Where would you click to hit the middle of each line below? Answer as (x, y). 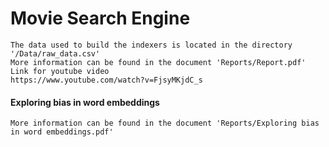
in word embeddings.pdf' (62, 132)
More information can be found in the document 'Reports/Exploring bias (165, 123)
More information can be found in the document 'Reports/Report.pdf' (158, 62)
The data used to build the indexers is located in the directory (151, 45)
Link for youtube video (60, 71)
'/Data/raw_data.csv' (55, 53)
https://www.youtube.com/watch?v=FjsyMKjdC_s (106, 80)
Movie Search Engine (100, 18)
